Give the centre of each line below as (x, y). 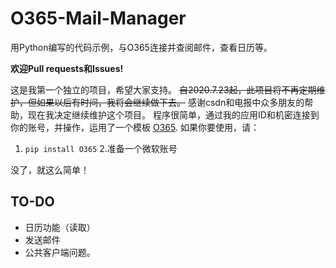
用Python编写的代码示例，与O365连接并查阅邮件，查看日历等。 (141, 47)
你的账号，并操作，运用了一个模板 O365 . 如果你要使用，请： (135, 127)
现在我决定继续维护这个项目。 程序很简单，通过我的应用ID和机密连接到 (173, 114)
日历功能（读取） (60, 227)
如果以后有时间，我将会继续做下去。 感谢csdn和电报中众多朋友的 (170, 102)
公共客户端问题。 (60, 252)
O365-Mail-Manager (98, 18)
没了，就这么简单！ (50, 169)
